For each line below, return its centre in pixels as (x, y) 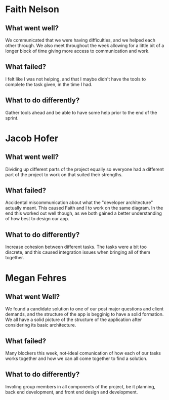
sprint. (12, 118)
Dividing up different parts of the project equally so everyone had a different (85, 169)
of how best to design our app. (37, 219)
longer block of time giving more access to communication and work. (78, 51)
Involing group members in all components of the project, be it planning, (80, 386)
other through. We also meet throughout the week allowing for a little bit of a (85, 46)
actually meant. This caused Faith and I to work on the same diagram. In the (84, 208)
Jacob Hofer (32, 138)
